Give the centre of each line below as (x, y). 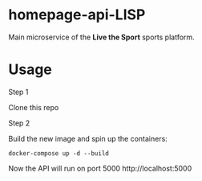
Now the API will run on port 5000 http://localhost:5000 (100, 168)
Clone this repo (34, 107)
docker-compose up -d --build (59, 153)
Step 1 (18, 92)
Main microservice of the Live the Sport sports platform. (101, 37)
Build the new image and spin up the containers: (88, 138)
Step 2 (19, 123)
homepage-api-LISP (77, 15)
